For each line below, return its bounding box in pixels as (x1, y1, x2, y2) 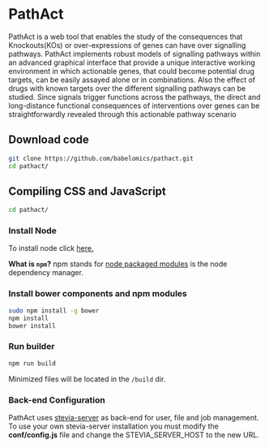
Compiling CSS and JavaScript (8, 184, 166, 198)
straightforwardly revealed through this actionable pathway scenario (8, 109, 237, 118)
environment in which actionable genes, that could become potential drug (8, 66, 255, 75)
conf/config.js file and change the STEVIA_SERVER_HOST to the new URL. (8, 429, 259, 439)
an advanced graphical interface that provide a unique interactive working (8, 58, 255, 67)
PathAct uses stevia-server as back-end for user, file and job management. (8, 412, 259, 422)
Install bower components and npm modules (8, 288, 188, 299)
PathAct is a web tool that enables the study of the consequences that (8, 32, 243, 41)
